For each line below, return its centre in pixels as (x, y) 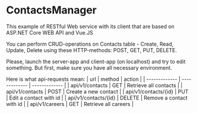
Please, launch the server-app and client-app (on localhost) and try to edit (96, 61)
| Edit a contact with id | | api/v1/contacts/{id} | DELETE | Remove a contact (97, 98)
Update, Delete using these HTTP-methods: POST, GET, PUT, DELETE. (92, 50)
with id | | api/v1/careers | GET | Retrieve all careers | (70, 104)
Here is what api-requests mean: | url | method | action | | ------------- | (93, 79)
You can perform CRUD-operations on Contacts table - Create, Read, (90, 44)
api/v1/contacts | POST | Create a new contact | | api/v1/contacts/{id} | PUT (97, 91)
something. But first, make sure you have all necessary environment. (89, 67)
